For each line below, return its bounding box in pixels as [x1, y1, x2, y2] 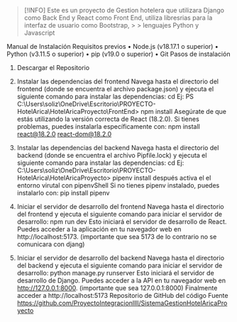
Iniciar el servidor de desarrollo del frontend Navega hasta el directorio [16, 202, 224, 211]
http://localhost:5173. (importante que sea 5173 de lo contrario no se [16, 233, 217, 241]
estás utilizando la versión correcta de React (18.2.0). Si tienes [16, 115, 199, 123]
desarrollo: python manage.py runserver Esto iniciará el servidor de [16, 269, 214, 277]
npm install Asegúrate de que [140, 108, 227, 115]
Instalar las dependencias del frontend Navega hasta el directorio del [16, 77, 219, 86]
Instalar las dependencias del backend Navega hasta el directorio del [16, 144, 219, 151]
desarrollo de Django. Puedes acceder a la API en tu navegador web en [16, 276, 226, 284]
